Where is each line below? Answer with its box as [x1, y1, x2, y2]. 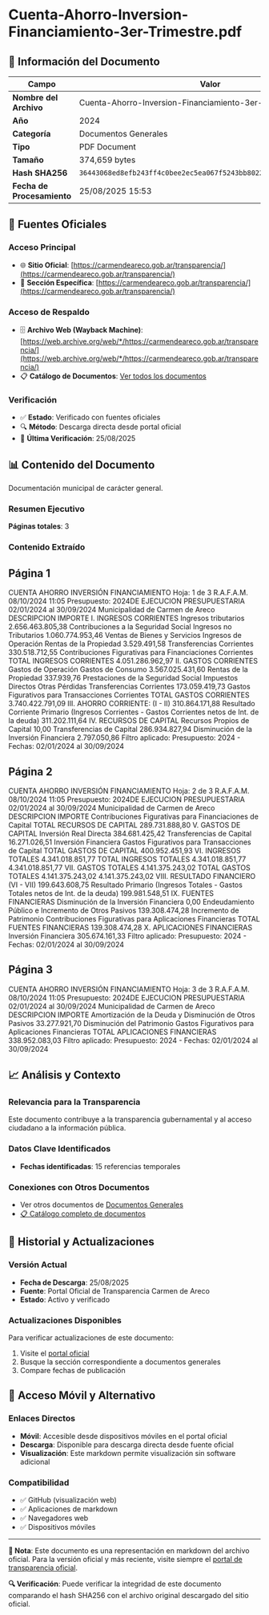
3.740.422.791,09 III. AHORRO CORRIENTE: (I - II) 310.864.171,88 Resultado [8, 699, 255, 709]
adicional [19, 1457, 50, 1466]
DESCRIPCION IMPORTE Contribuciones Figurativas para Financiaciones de [8, 812, 259, 821]
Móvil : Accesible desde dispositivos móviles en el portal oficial [19, 1431, 228, 1441]
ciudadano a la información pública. [8, 1123, 126, 1133]
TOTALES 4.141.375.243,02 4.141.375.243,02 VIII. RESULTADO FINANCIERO [8, 871, 256, 881]
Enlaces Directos [8, 1413, 76, 1424]
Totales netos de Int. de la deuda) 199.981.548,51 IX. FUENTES [8, 888, 215, 897]
